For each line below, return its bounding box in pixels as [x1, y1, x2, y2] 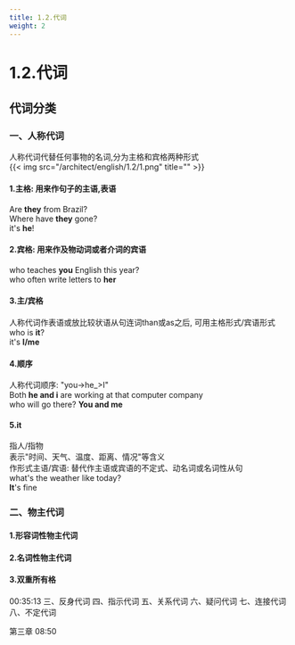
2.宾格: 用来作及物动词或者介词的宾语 [9, 244, 147, 255]
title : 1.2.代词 [9, 12, 67, 22]
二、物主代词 [9, 506, 65, 518]
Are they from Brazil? [9, 203, 87, 214]
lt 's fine [9, 483, 37, 493]
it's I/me [9, 336, 40, 347]
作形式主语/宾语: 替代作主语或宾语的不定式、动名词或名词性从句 [9, 463, 243, 474]
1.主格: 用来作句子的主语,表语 [9, 183, 117, 194]
